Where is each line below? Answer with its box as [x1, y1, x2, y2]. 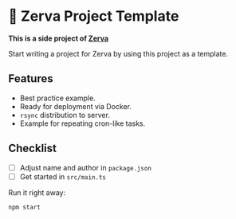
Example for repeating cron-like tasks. [19, 119, 146, 128]
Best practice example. [19, 93, 96, 103]
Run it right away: [8, 187, 66, 197]
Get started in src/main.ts [19, 171, 106, 182]
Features [8, 72, 53, 86]
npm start [8, 203, 41, 211]
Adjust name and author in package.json [19, 162, 151, 172]
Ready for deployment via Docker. [19, 101, 132, 111]
